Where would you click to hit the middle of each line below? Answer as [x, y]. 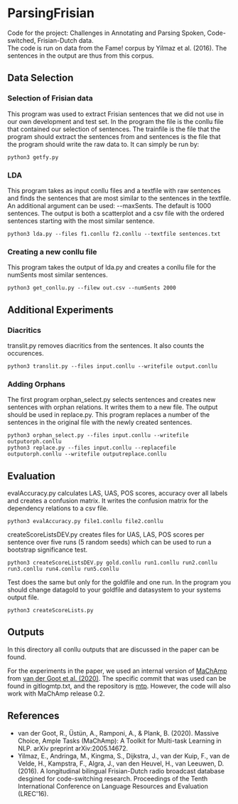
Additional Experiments [60, 310]
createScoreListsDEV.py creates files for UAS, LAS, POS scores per [106, 535]
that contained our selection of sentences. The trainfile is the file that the [114, 129]
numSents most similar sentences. [58, 275]
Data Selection [40, 78]
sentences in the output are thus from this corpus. [81, 56]
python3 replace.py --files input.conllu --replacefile [92, 448]
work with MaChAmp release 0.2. [56, 694]
